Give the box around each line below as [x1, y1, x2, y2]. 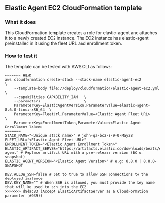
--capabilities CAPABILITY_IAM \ [14, 94, 87, 100]
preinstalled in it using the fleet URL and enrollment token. [5, 40, 122, 46]
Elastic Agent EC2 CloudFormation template [5, 4, 142, 12]
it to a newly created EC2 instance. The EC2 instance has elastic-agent [5, 35, 149, 41]
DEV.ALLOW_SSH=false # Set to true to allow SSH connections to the [5, 172, 148, 177]
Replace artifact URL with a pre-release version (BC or [25, 150, 144, 155]
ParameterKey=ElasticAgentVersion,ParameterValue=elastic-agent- [14, 103, 151, 108]
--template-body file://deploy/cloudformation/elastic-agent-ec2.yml [14, 86, 160, 91]
